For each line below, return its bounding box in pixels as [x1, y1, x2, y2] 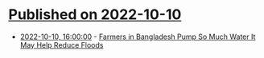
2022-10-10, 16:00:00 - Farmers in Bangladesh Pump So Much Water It [19, 32, 256, 41]
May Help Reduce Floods [19, 40, 104, 49]
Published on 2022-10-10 [8, 6, 182, 24]
